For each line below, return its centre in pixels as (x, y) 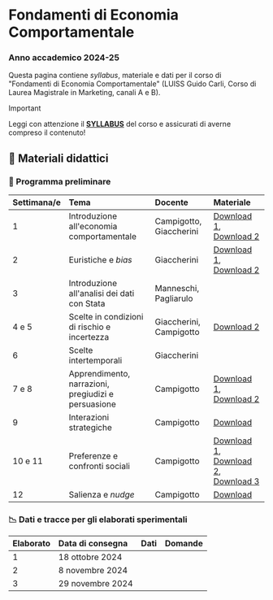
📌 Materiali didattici (58, 158)
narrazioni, (89, 384)
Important (25, 108)
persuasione (92, 404)
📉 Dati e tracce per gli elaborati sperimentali (98, 520)
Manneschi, (177, 289)
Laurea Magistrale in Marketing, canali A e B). (84, 93)
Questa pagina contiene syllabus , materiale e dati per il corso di (115, 76)
